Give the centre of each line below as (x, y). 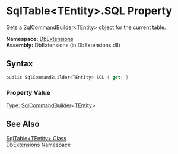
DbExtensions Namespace (39, 145)
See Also (23, 124)
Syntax (20, 64)
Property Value (28, 92)
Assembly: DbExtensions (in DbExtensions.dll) (63, 45)
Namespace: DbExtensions (40, 38)
